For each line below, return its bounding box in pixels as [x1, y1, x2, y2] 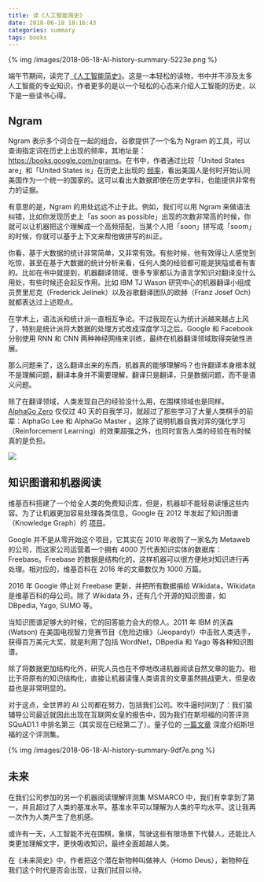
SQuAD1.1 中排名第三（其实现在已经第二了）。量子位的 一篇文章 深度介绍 [8, 719, 241, 729]
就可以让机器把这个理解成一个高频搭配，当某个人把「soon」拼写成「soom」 [8, 222, 255, 231]
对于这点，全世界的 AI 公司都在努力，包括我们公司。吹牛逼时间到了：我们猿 [8, 699, 253, 709]
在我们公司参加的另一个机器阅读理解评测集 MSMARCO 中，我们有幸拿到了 [8, 792, 248, 802]
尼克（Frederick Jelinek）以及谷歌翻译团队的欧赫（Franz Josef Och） [28, 288, 255, 297]
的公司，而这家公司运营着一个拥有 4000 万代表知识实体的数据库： [8, 544, 222, 554]
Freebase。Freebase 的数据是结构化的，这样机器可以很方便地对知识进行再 [8, 554, 250, 563]
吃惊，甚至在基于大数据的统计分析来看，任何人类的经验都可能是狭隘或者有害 [8, 258, 256, 268]
